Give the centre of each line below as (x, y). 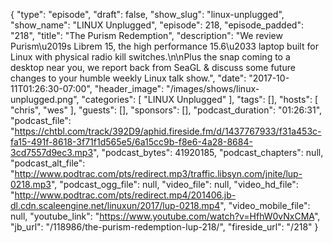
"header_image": (129, 88)
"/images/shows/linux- (213, 88)
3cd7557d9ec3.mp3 (52, 152)
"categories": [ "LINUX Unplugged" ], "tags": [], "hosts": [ (200, 99)
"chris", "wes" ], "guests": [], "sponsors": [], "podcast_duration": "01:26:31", (166, 110)
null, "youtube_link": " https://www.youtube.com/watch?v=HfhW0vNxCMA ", (165, 216)
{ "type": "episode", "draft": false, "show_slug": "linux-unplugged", (147, 14)
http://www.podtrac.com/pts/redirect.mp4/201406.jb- (125, 195)
